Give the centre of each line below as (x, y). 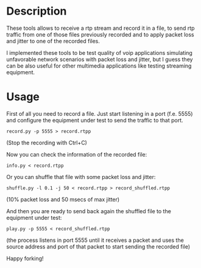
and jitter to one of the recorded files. (53, 41)
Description (37, 11)
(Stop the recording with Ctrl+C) (47, 143)
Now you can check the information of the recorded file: (77, 154)
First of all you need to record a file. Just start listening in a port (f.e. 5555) (100, 113)
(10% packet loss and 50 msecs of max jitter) (63, 199)
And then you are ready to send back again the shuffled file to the (89, 211)
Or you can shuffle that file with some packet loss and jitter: (81, 177)
